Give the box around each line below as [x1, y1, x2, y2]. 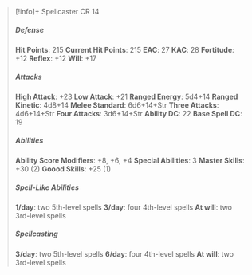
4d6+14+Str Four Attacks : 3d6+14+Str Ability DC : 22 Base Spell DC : [14, 108, 242, 118]
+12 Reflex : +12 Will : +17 [14, 53, 97, 63]
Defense [14, 25, 45, 34]
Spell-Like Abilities [14, 183, 79, 192]
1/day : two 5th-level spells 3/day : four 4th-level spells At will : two [14, 202, 233, 212]
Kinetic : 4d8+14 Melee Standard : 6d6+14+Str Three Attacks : [14, 100, 219, 110]
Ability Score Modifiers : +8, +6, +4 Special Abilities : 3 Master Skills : [14, 155, 245, 165]
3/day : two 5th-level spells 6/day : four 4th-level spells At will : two [14, 249, 234, 258]
